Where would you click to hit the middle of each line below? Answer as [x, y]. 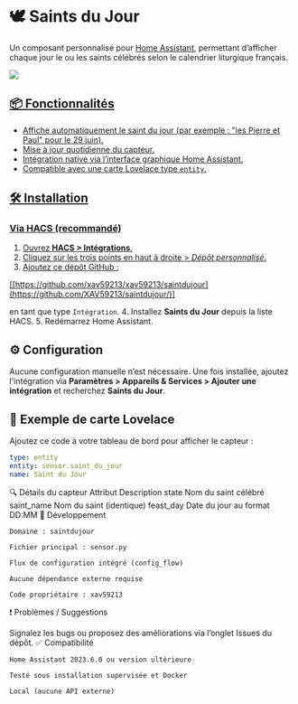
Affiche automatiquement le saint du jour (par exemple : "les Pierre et [151, 130]
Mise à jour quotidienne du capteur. [88, 149]
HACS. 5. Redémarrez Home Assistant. [81, 322]
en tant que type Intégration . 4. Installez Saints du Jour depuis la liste [141, 312]
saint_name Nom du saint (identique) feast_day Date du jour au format [140, 505]
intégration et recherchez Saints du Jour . [87, 391]
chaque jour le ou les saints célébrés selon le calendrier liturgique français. [149, 57]
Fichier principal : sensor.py [68, 547]
